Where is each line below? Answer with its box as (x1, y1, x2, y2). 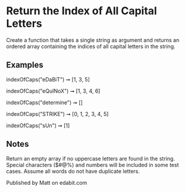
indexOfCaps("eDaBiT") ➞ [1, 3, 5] (6, 75, 90, 83)
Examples (6, 60, 43, 70)
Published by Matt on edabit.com (6, 179, 87, 186)
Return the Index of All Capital (6, 4, 158, 18)
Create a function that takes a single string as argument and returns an (6, 36, 180, 43)
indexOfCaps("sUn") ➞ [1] (6, 122, 70, 129)
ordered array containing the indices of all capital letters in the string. (6, 43, 175, 50)
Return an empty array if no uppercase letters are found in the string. (6, 155, 175, 162)
